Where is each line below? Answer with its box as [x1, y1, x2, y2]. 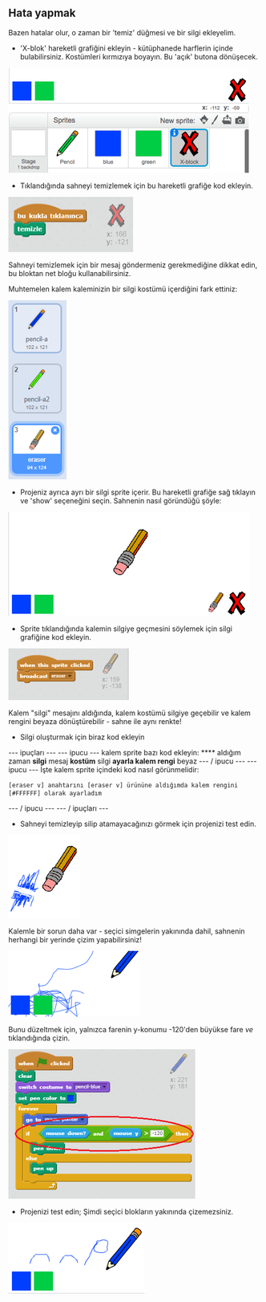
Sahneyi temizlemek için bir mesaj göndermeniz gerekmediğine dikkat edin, [8, 260, 258, 270]
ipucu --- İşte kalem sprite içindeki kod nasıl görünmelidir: [8, 764, 199, 774]
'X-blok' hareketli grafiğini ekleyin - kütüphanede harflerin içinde [19, 43, 234, 53]
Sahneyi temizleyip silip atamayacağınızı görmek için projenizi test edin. [19, 819, 256, 828]
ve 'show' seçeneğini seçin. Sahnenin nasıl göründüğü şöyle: [19, 495, 222, 505]
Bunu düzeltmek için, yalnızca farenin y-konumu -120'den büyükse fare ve [8, 1024, 254, 1034]
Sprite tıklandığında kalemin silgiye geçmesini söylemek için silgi [19, 624, 232, 633]
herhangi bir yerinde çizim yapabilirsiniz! [8, 934, 143, 944]
